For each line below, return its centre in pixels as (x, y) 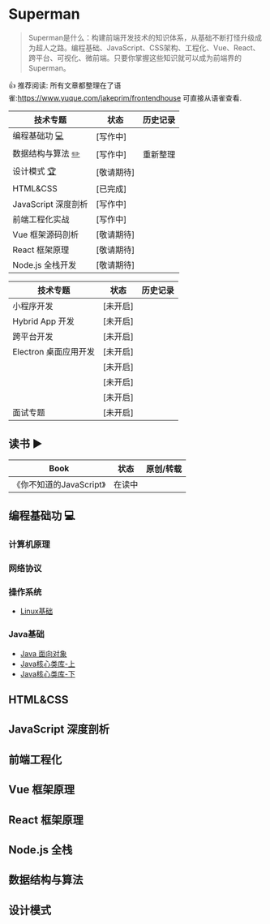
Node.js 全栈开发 (45, 264)
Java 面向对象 (43, 653)
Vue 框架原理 (42, 790)
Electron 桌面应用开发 (54, 351)
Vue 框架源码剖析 (46, 234)
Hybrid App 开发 (43, 321)
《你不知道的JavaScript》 (59, 484)
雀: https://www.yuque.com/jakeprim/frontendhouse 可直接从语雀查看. (125, 97)
